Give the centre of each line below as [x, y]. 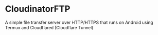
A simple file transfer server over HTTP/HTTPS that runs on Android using [79, 22]
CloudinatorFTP [38, 9]
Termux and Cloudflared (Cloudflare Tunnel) [49, 27]
